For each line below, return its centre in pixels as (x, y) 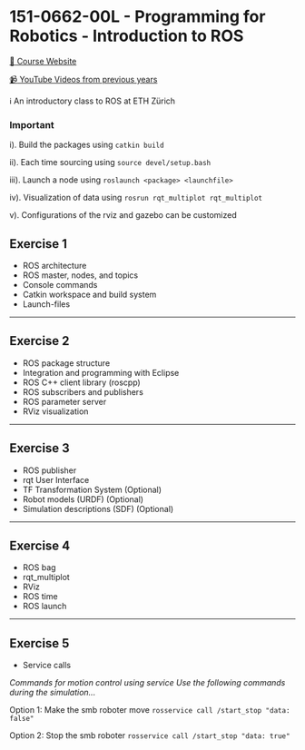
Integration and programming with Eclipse (101, 372)
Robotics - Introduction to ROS (127, 36)
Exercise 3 (39, 448)
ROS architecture (54, 266)
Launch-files (46, 304)
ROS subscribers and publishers (83, 391)
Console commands (60, 285)
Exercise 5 (39, 643)
